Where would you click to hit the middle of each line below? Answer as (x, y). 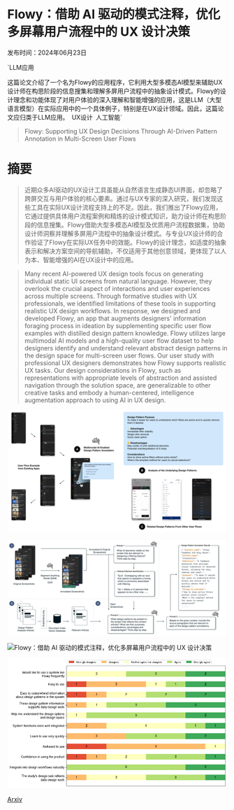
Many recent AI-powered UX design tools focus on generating (114, 273)
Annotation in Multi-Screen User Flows (80, 138)
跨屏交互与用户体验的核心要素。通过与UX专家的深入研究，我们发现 (120, 198)
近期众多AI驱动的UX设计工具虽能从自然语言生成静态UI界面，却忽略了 (124, 190)
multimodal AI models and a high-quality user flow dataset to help (119, 341)
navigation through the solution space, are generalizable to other (117, 385)
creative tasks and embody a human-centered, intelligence (109, 392)
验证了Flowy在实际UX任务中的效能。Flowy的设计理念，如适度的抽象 (129, 242)
